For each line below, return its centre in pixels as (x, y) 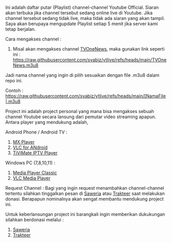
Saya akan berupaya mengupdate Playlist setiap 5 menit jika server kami (82, 24)
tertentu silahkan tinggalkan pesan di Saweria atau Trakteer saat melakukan (85, 193)
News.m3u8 (25, 65)
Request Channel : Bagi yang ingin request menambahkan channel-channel (85, 188)
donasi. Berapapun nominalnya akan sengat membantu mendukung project (84, 199)
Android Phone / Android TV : (36, 132)
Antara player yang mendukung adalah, (47, 122)
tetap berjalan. (20, 29)
